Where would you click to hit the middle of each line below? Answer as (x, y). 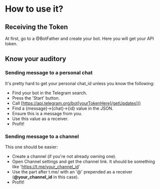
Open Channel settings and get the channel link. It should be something (83, 161)
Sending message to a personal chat (49, 73)
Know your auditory (36, 59)
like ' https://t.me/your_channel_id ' (46, 167)
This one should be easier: (32, 147)
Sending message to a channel (42, 136)
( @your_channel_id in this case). (45, 177)
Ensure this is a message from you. (47, 113)
